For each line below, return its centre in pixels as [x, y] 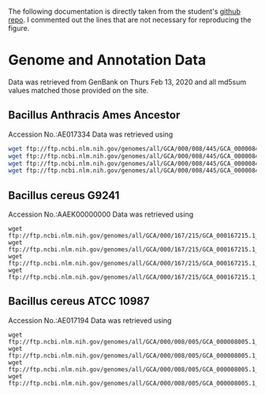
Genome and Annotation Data [107, 60]
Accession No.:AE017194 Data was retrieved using [90, 320]
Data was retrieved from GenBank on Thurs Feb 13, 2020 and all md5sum [127, 81]
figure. [19, 28]
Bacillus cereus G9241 [64, 196]
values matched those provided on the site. [78, 90]
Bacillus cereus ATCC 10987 [79, 301]
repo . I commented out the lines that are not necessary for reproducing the [130, 20]
